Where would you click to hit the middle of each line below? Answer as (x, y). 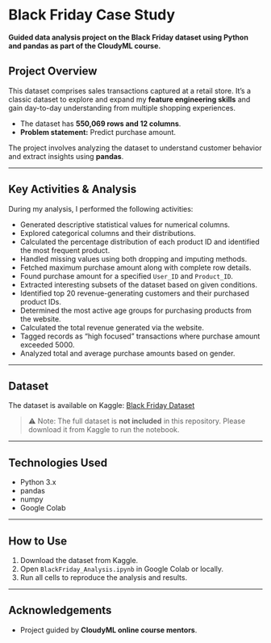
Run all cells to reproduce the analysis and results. (104, 578)
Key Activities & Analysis (73, 189)
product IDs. (41, 301)
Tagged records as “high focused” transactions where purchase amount (140, 336)
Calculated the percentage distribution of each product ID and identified (140, 242)
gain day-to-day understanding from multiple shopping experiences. (122, 107)
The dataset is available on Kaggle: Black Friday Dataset (102, 406)
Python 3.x (38, 482)
